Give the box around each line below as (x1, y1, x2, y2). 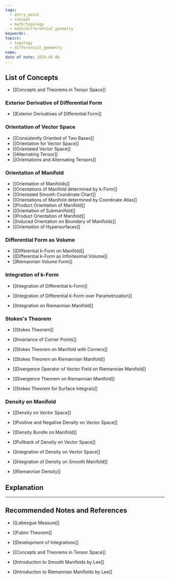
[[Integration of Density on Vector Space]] (12, 449, 100, 455)
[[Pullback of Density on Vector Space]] (12, 439, 96, 445)
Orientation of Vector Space (5, 124, 76, 131)
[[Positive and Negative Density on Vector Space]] (12, 419, 118, 426)
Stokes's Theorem (5, 315, 52, 322)
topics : (5, 36, 22, 41)
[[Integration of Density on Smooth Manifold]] (12, 459, 108, 465)
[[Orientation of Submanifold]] (12, 208, 76, 214)
